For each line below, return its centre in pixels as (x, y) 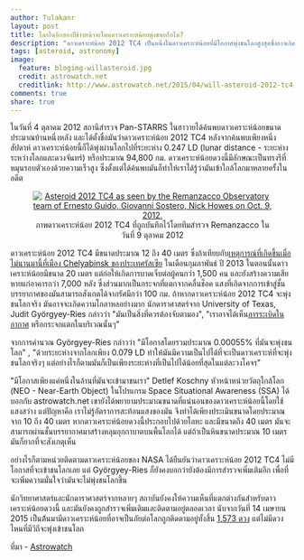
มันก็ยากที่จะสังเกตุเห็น (43, 442)
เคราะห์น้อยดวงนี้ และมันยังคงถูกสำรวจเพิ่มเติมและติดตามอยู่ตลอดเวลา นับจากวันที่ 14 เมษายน (148, 509)
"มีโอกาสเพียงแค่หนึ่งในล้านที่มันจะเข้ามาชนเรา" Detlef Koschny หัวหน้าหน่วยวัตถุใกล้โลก (147, 381)
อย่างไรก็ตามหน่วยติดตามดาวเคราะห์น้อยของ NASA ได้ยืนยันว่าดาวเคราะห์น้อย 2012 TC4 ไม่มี (152, 460)
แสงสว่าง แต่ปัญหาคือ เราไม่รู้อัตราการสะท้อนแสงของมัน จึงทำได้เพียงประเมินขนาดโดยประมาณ (148, 411)
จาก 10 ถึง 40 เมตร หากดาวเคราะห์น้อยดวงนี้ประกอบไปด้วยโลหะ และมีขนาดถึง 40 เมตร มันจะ (151, 422)
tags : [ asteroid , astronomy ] (65, 51)
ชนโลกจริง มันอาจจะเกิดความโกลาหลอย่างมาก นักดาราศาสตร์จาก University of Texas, (143, 304)
